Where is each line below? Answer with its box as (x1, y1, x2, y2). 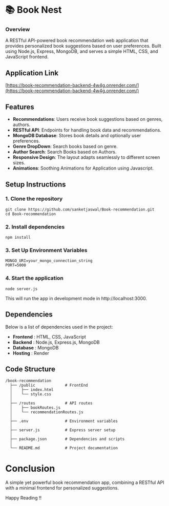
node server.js (5, 286, 38, 291)
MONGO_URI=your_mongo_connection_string (5, 258, 93, 264)
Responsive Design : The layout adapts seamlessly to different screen (12, 154, 160, 160)
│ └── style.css (10, 392, 52, 397)
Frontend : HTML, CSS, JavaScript (12, 333, 86, 340)
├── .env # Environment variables (10, 418, 118, 424)
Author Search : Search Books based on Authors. (12, 149, 117, 155)
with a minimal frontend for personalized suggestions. (5, 485, 119, 491)
